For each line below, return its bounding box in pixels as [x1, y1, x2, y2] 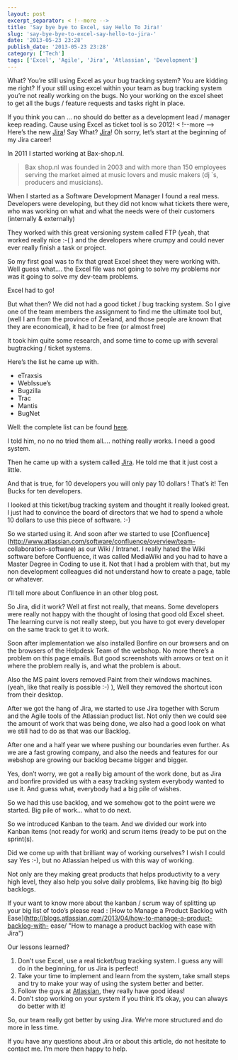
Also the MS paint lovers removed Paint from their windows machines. [7, 675, 212, 683]
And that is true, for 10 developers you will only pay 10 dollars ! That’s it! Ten [7, 479, 229, 488]
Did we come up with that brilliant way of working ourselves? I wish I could [7, 848, 225, 857]
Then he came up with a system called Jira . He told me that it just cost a [7, 458, 218, 466]
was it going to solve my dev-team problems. [7, 272, 140, 281]
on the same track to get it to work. [7, 625, 110, 633]
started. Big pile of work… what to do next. [7, 805, 132, 814]
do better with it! [17, 1002, 66, 1010]
